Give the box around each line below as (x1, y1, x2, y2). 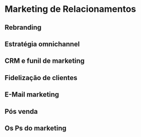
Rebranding (4, 23, 42, 32)
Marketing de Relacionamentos (4, 3, 137, 15)
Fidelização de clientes (4, 73, 77, 82)
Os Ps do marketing (4, 124, 67, 132)
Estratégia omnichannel (4, 40, 80, 48)
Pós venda (4, 107, 38, 116)
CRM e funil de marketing (4, 57, 85, 65)
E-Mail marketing (4, 91, 59, 99)
